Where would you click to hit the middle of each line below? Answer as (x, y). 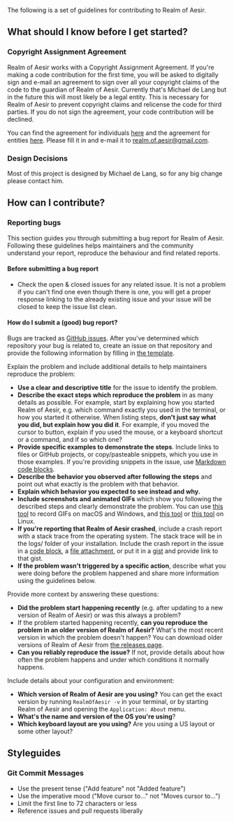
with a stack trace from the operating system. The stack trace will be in (119, 536)
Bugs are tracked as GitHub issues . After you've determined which (103, 338)
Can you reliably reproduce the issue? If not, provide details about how (121, 652)
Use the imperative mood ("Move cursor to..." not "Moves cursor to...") (119, 795)
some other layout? (45, 731)
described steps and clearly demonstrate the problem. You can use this (120, 507)
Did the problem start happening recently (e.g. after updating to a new (120, 608)
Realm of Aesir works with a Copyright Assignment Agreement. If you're (111, 67)
